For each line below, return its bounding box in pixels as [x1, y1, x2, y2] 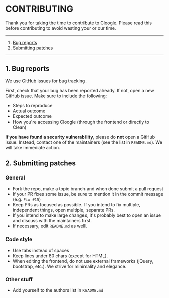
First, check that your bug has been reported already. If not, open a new [5, 87, 154, 93]
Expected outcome [12, 113, 52, 119]
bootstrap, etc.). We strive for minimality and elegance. [12, 263, 127, 269]
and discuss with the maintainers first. [12, 218, 92, 224]
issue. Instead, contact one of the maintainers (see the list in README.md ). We [5, 139, 162, 145]
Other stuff [5, 276, 33, 283]
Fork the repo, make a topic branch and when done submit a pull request [12, 186, 163, 192]
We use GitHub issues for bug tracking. [5, 78, 87, 84]
